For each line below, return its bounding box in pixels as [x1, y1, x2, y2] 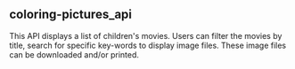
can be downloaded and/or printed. [9, 49, 140, 60]
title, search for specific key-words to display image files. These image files [9, 40, 287, 50]
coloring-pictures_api [9, 7, 132, 22]
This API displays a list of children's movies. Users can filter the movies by [9, 30, 283, 41]
